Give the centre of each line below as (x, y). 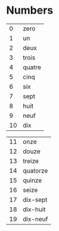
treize (31, 161)
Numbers (30, 10)
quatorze (35, 170)
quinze (32, 180)
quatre (32, 67)
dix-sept (35, 199)
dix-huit (34, 209)
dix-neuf (35, 219)
